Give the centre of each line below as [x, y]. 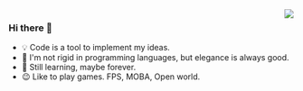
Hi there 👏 [31, 28]
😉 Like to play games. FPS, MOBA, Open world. [111, 77]
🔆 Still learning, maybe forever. [79, 68]
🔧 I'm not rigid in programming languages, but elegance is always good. [156, 58]
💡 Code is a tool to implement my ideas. [96, 48]
